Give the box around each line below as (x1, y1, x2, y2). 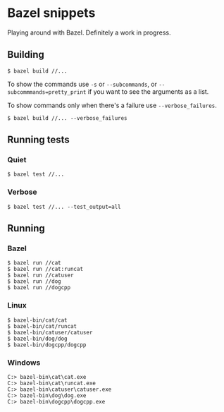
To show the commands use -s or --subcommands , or (7, 80, 157, 88)
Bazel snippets (7, 5, 96, 21)
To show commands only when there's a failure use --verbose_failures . (7, 101, 217, 109)
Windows (7, 358, 41, 368)
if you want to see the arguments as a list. (87, 87, 209, 96)
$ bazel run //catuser (7, 272, 74, 279)
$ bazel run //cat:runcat (7, 266, 83, 273)
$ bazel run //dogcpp (7, 284, 71, 291)
